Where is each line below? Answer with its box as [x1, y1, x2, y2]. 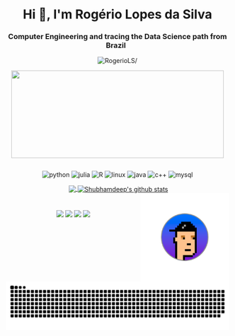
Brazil [105, 40, 126, 50]
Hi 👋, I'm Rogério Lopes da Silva [23, 6, 212, 23]
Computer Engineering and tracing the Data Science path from [8, 32, 227, 42]
